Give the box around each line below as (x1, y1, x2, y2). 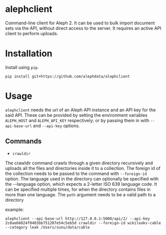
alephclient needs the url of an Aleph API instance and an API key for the (5, 107, 156, 113)
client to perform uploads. (5, 30, 59, 36)
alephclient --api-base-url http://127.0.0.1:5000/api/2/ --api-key (5, 216, 150, 221)
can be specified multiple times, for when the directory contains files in (5, 186, 151, 192)
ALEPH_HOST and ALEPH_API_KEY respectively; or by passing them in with (5, 117, 150, 123)
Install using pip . (5, 64, 39, 70)
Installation (5, 48, 53, 59)
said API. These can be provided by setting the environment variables (5, 112, 148, 118)
